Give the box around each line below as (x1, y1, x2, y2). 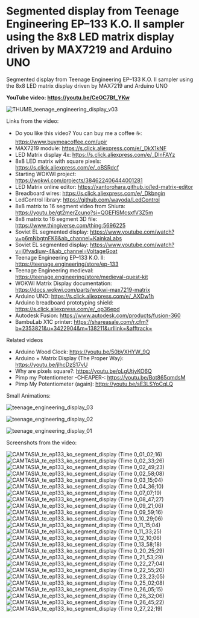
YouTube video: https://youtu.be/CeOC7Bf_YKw (6, 94, 130, 101)
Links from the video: (6, 117, 59, 125)
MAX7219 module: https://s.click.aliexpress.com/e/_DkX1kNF (14, 144, 167, 152)
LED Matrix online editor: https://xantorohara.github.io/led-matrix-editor (14, 183, 194, 190)
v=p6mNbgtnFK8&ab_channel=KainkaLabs (14, 234, 122, 242)
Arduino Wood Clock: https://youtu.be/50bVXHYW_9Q (14, 348, 150, 355)
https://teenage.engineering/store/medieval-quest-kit (14, 273, 148, 280)
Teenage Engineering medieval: (14, 266, 94, 274)
